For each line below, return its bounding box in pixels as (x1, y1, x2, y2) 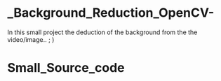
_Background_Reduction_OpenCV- (7, 5, 215, 21)
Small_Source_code (7, 60, 125, 76)
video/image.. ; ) (7, 35, 55, 43)
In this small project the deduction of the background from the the (7, 28, 198, 36)
